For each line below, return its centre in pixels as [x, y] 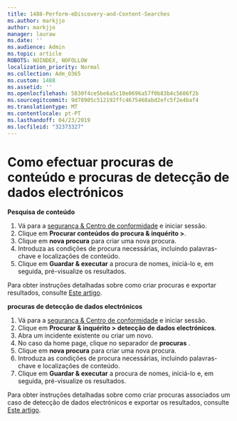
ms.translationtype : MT [43, 107]
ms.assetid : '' [30, 87]
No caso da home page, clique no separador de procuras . [104, 343]
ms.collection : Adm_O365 [44, 73]
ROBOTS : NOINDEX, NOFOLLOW [47, 61]
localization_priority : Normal [54, 67]
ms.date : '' [25, 41]
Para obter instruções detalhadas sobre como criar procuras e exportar [112, 285]
